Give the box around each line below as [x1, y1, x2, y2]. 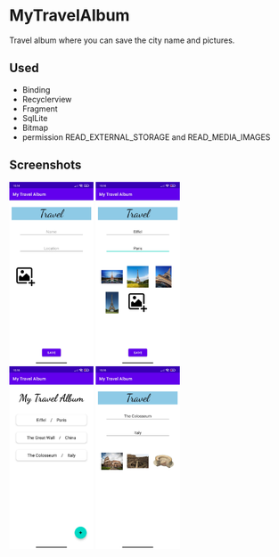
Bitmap [21, 122, 49, 133]
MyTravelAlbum [9, 5, 130, 26]
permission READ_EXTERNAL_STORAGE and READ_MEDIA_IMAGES [21, 131, 271, 143]
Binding [21, 84, 51, 94]
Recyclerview [21, 94, 72, 104]
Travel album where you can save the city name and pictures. [9, 35, 235, 45]
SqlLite [21, 112, 48, 123]
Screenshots [9, 158, 82, 173]
